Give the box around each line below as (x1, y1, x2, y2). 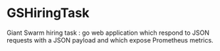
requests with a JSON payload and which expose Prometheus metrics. (6, 35, 214, 44)
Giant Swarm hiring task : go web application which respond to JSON (6, 28, 210, 37)
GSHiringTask (6, 5, 90, 21)
